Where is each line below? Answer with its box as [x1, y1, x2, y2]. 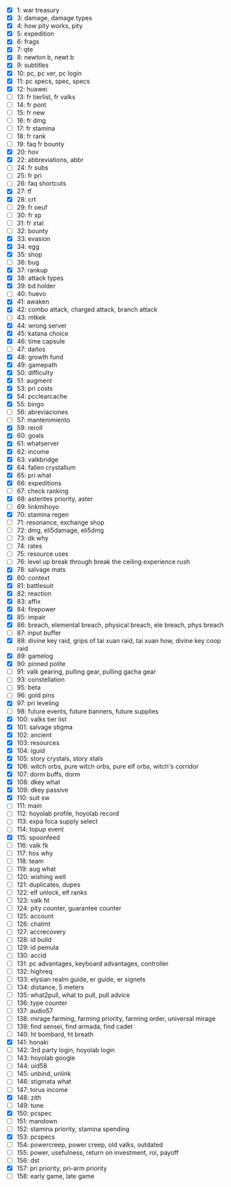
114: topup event [16, 825, 64, 834]
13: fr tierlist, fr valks [16, 92, 76, 101]
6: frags [16, 38, 40, 46]
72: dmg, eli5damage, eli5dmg [16, 526, 104, 535]
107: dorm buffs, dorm [16, 770, 81, 778]
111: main [16, 802, 43, 810]
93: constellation [16, 675, 66, 684]
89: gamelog [16, 652, 54, 661]
